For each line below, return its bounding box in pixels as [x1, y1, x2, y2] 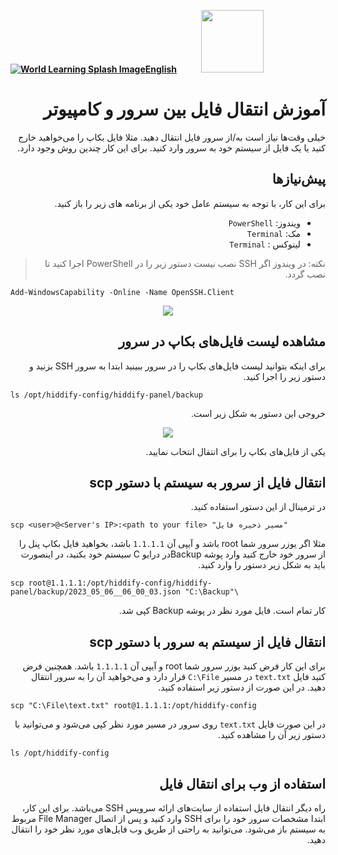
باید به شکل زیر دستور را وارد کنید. [198, 559, 326, 571]
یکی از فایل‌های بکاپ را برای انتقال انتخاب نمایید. [145, 445, 326, 457]
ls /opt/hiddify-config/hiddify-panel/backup [10, 390, 203, 400]
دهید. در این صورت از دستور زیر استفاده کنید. [158, 681, 326, 694]
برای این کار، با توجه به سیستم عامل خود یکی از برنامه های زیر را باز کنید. [54, 197, 326, 209]
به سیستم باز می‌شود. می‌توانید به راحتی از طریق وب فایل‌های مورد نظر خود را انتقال [11, 823, 326, 835]
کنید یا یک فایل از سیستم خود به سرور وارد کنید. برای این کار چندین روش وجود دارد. [17, 141, 326, 154]
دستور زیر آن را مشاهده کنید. [218, 729, 326, 741]
